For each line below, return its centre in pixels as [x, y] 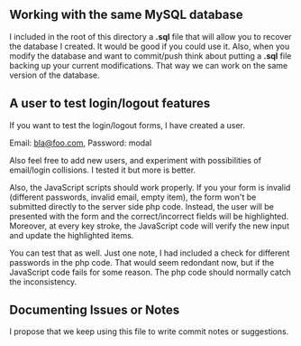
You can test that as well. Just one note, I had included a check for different [150, 253]
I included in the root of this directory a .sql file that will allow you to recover [150, 36]
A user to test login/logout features [110, 103]
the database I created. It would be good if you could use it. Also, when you [150, 46]
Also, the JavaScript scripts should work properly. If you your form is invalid [150, 187]
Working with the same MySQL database [126, 15]
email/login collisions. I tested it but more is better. [103, 170]
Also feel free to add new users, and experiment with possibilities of [135, 160]
